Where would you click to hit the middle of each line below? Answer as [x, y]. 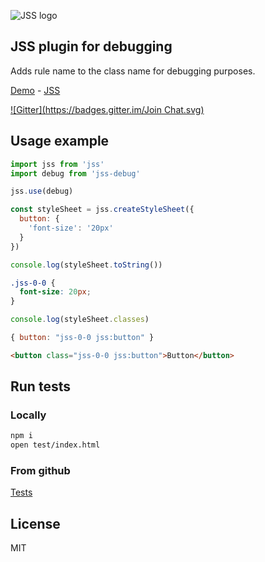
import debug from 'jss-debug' [75, 173]
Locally [28, 415]
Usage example [60, 141]
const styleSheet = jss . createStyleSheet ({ [102, 210]
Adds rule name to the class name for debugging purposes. [133, 71]
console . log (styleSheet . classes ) [80, 320]
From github [40, 471]
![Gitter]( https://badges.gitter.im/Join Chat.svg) [107, 109]
